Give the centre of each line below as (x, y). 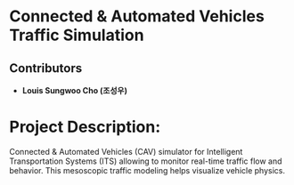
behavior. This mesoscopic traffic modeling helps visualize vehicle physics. (147, 170)
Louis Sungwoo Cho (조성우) (74, 90)
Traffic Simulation (77, 35)
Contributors (46, 68)
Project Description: (85, 127)
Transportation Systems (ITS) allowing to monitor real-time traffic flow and (146, 161)
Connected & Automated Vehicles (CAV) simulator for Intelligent (126, 151)
